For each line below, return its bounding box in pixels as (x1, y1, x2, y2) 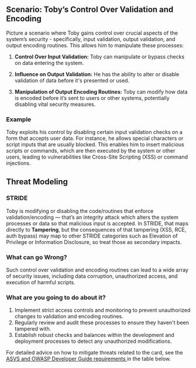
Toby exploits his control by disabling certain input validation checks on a (6, 129, 183, 136)
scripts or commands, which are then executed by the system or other (6, 147, 176, 154)
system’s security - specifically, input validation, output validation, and (6, 35, 176, 43)
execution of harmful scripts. (6, 279, 76, 286)
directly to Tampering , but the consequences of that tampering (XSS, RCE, (6, 226, 187, 233)
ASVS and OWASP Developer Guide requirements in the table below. (6, 355, 171, 362)
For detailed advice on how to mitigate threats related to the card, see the (6, 349, 183, 356)
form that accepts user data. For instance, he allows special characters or (6, 135, 184, 142)
